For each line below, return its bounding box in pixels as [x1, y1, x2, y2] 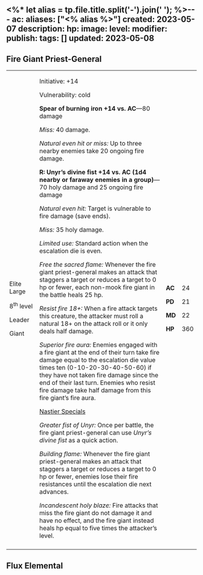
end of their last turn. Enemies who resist [39, 379, 156, 387]
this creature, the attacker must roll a [39, 312, 144, 321]
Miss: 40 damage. [39, 125, 91, 134]
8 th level [9, 301, 33, 310]
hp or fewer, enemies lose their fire [39, 473, 138, 481]
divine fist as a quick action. [39, 436, 118, 445]
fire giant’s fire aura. [39, 394, 96, 402]
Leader [9, 315, 30, 324]
